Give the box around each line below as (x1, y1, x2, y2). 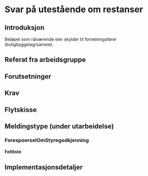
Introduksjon (4, 23, 45, 32)
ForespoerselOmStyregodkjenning (4, 136, 89, 143)
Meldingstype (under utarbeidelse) (4, 122, 114, 131)
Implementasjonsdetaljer (4, 163, 83, 171)
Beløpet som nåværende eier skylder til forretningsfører (4, 36, 117, 42)
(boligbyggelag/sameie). (4, 42, 54, 47)
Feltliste (4, 149, 22, 155)
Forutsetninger (4, 72, 51, 81)
